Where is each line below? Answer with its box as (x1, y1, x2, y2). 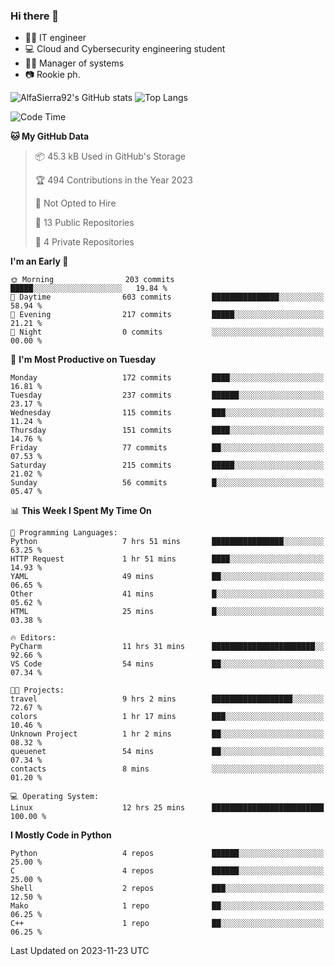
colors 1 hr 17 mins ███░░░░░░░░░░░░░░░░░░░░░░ (10, 712, 325, 722)
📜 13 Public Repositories (34, 217, 135, 229)
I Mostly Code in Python (10, 829, 112, 841)
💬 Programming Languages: (10, 528, 118, 538)
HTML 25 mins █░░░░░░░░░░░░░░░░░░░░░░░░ (10, 607, 325, 617)
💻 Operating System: (10, 792, 100, 802)
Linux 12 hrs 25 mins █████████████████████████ (10, 803, 325, 813)
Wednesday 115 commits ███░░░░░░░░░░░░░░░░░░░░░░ (10, 408, 325, 418)
